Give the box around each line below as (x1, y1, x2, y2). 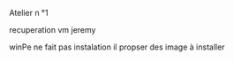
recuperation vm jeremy (9, 25, 96, 34)
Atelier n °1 (9, 8, 49, 18)
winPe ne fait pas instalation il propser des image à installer (9, 42, 225, 52)
